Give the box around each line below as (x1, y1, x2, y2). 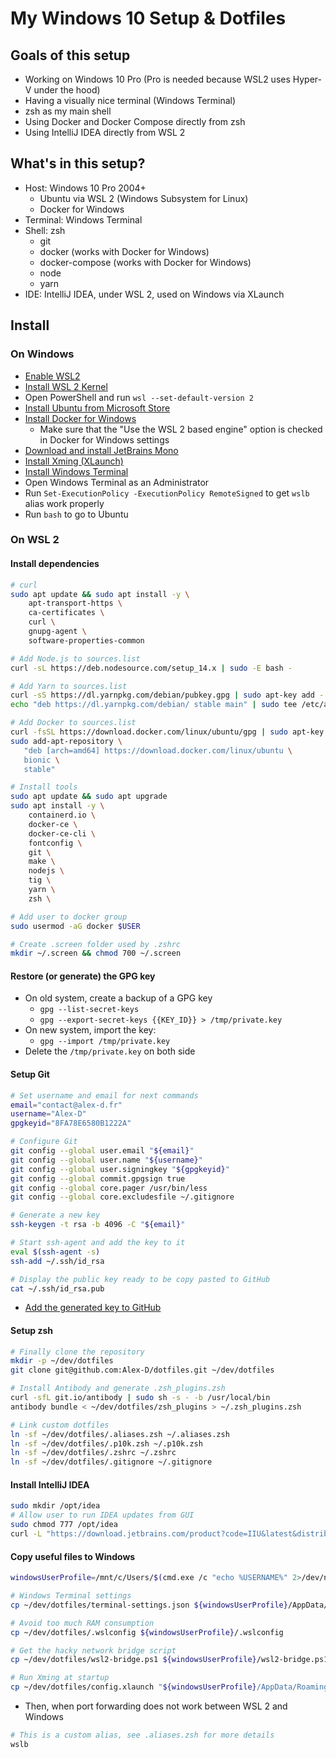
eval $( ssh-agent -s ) (10, 1247, 101, 1257)
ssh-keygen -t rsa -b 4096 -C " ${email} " (10, 1220, 186, 1230)
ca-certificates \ (28, 608, 105, 618)
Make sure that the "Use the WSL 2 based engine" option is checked (39, 423, 323, 435)
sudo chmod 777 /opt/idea (10, 1520, 118, 1530)
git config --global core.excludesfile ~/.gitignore (10, 1192, 235, 1202)
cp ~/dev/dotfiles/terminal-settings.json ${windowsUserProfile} (10, 1600, 288, 1610)
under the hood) (33, 84, 101, 96)
